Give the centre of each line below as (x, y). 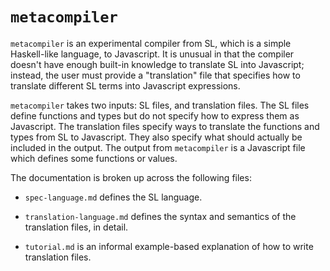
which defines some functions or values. (94, 158)
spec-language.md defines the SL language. (113, 197)
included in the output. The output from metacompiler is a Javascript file (158, 147)
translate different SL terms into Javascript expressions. (125, 85)
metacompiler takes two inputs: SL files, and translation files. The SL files (160, 105)
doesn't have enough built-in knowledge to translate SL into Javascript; (157, 64)
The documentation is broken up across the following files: (131, 177)
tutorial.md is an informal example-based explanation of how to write (169, 246)
